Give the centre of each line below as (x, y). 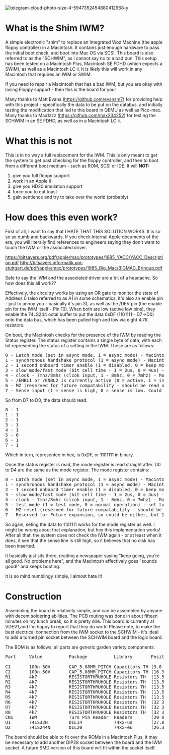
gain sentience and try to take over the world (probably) (70, 197)
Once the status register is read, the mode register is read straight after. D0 (83, 464)
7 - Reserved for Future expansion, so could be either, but (82, 515)
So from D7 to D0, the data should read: (47, 400)
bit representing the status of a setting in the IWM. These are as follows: (80, 345)
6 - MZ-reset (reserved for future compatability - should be (83, 509)
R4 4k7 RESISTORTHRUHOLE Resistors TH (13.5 (85, 692)
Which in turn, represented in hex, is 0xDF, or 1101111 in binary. (70, 455)
